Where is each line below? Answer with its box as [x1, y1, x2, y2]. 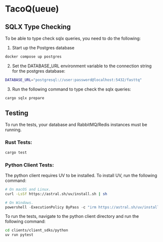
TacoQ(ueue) [5, 3, 59, 15]
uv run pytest [5, 232, 34, 238]
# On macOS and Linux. [5, 187, 51, 192]
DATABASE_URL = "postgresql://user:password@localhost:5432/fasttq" [5, 77, 142, 82]
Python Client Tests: [5, 161, 54, 168]
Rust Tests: [5, 139, 33, 146]
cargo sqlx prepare [5, 95, 45, 100]
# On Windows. [5, 200, 34, 205]
